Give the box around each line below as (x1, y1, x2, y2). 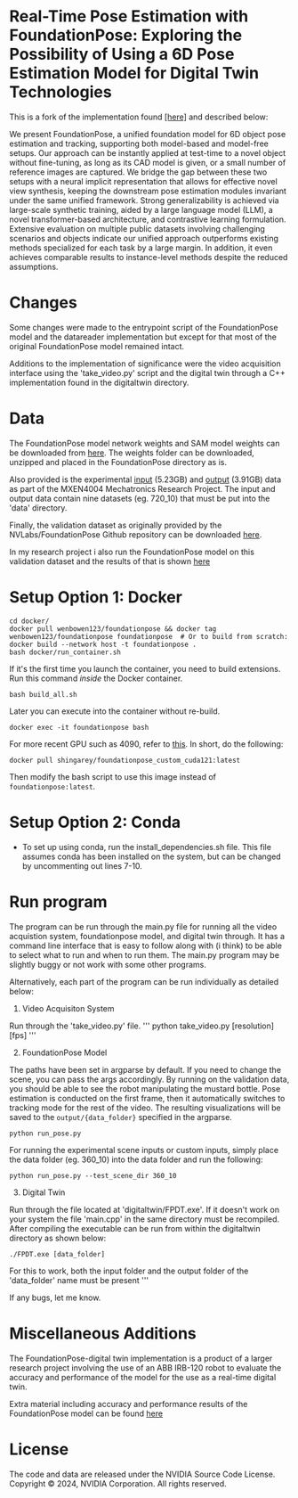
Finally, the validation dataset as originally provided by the (9, 520, 222, 530)
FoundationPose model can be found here (9, 1408, 163, 1419)
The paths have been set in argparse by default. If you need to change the (9, 1064, 282, 1075)
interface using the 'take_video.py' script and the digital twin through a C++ (9, 367, 286, 378)
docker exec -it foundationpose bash (9, 723, 149, 732)
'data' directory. (9, 502, 68, 513)
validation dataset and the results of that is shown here (9, 555, 211, 567)
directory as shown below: (9, 1232, 107, 1243)
